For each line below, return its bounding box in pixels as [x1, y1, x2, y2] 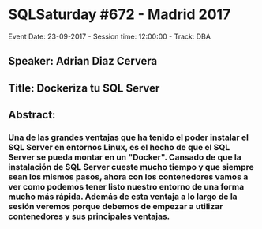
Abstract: [8, 108, 56, 122]
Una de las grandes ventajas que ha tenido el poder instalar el [8, 132, 249, 143]
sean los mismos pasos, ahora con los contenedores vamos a [8, 171, 249, 182]
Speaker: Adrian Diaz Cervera [8, 54, 158, 68]
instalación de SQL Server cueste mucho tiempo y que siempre [8, 162, 254, 173]
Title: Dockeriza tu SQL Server [8, 81, 160, 95]
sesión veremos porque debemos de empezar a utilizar [8, 201, 223, 212]
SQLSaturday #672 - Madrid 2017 [8, 6, 231, 24]
